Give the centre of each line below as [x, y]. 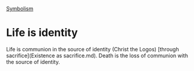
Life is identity [42, 33]
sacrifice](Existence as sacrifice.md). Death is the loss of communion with [97, 55]
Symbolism [20, 9]
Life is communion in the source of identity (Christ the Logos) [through [93, 49]
